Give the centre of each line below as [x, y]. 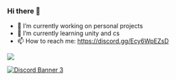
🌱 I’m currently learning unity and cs [68, 33]
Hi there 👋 [24, 11]
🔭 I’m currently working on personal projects [80, 26]
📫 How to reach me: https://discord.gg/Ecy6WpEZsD [93, 41]
